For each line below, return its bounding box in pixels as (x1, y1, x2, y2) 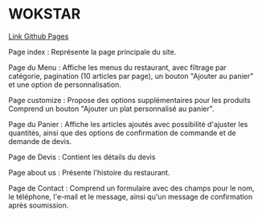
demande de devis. (8, 136, 72, 146)
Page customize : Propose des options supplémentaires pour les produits (8, 95, 251, 105)
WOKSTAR (8, 5, 81, 23)
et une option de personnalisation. (8, 80, 122, 89)
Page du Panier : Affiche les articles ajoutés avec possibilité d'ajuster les (8, 119, 248, 129)
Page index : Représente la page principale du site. (8, 47, 177, 56)
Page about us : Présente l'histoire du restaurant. (8, 167, 170, 177)
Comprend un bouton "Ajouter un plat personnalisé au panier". (8, 104, 215, 113)
